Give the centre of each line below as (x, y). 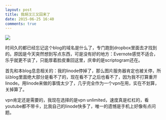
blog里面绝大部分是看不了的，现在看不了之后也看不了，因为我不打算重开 (83, 77)
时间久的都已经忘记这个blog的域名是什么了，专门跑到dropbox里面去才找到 (81, 48)
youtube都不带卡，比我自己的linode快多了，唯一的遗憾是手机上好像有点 (79, 106)
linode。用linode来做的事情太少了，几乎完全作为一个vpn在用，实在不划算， (82, 83)
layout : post (19, 10)
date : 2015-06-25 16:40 (30, 19)
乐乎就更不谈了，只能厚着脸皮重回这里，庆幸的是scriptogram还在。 (74, 60)
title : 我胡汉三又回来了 (28, 14)
